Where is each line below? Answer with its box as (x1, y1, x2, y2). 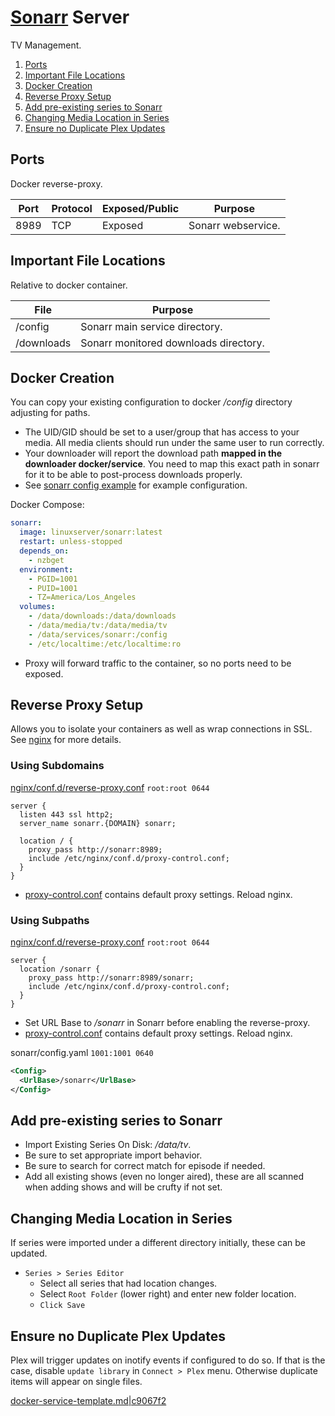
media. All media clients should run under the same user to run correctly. (24, 437, 325, 449)
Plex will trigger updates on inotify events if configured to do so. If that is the (10, 1354, 326, 1366)
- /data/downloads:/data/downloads (28, 611, 177, 621)
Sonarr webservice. (188, 218, 281, 232)
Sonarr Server (10, 6, 130, 29)
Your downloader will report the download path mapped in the (24, 447, 283, 460)
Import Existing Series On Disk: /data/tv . (24, 1139, 192, 1151)
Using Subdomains (10, 759, 105, 773)
